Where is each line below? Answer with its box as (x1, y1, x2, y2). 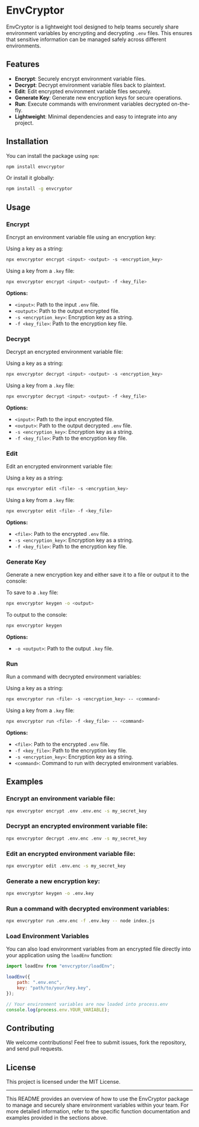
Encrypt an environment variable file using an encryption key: (6, 234, 156, 240)
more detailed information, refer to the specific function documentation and (6, 1108, 191, 1115)
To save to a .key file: (6, 589, 59, 596)
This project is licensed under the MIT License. (6, 1078, 121, 1085)
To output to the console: (6, 611, 68, 618)
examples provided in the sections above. (6, 1114, 108, 1122)
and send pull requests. (6, 1045, 64, 1052)
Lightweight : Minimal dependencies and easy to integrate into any (14, 113, 178, 120)
